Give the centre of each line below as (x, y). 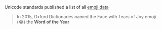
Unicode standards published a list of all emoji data (57, 7)
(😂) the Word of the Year (43, 22)
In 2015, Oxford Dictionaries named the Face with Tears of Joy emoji (86, 16)
